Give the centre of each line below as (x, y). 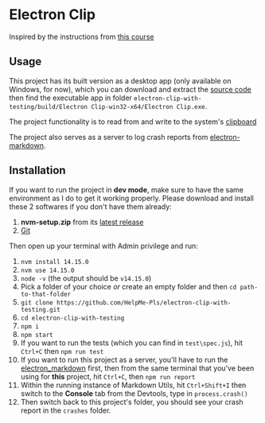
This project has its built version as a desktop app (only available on (120, 80)
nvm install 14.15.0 (55, 262)
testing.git (40, 309)
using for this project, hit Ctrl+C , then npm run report (108, 376)
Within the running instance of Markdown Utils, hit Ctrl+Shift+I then (133, 385)
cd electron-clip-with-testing (72, 318)
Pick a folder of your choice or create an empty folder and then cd (129, 286)
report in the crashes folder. (66, 410)
